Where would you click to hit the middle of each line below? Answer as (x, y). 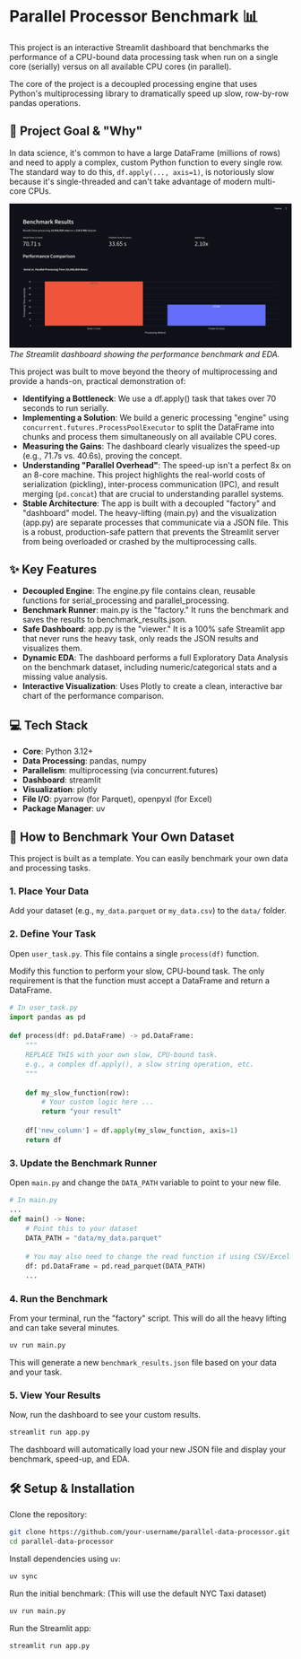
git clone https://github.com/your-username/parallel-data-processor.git (150, 1532)
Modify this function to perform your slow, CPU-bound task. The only (137, 971)
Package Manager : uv (64, 808)
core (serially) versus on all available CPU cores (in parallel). (120, 66)
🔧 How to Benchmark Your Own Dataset (122, 837)
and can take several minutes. (64, 1328)
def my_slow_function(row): (77, 1093)
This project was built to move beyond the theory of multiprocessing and (143, 371)
